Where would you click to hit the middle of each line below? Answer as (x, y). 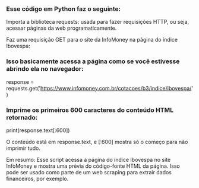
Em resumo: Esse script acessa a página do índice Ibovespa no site (89, 159)
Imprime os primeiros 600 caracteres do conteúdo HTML (90, 110)
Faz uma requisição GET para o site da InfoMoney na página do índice (92, 40)
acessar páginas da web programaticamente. (61, 28)
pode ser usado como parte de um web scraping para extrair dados (89, 172)
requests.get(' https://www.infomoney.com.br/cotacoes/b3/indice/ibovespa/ (99, 88)
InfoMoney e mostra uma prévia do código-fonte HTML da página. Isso (93, 166)
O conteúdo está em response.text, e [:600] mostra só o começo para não (97, 142)
